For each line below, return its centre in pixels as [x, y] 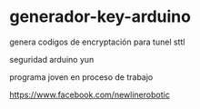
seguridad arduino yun [52, 59]
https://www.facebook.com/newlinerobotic [90, 94]
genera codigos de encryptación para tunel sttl [97, 42]
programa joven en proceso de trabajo [81, 77]
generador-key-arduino [100, 17]
